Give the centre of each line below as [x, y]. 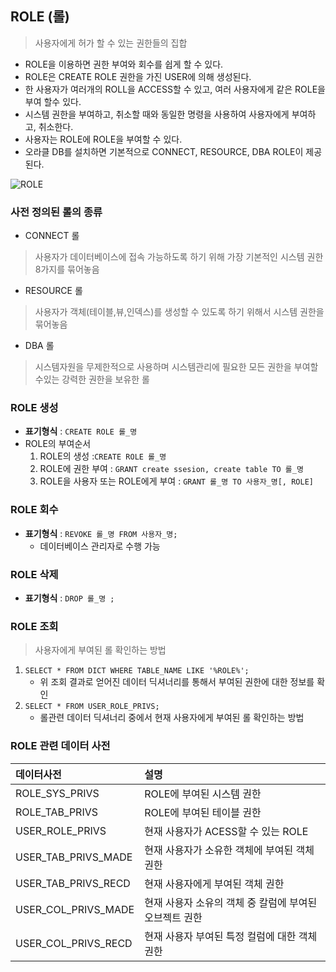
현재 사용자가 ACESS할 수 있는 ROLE [226, 831]
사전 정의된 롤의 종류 [56, 212]
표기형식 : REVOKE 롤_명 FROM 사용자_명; [101, 533]
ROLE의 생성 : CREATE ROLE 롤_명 [103, 456]
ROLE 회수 [34, 510]
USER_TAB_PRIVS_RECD [73, 883]
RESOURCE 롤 [53, 291]
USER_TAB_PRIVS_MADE [74, 857]
